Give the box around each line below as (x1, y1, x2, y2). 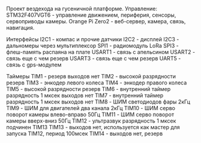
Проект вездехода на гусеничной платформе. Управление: (6, 5, 158, 12)
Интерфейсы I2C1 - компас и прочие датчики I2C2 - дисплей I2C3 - (6, 36, 179, 42)
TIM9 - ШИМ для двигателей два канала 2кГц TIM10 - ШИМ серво (6, 105, 176, 111)
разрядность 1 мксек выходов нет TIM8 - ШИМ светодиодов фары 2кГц (6, 98, 191, 105)
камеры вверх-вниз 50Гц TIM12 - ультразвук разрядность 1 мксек (6, 117, 176, 124)
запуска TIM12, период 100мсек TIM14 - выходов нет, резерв (6, 130, 163, 137)
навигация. (6, 24, 35, 31)
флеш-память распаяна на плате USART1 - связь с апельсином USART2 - (6, 48, 196, 56)
